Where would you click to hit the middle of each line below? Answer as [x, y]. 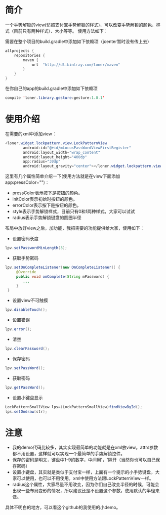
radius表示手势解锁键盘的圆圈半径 [47, 217]
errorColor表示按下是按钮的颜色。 [47, 205]
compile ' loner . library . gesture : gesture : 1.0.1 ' [55, 98]
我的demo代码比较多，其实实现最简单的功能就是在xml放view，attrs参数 [85, 447]
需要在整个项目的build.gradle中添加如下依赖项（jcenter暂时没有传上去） [78, 41]
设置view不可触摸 [30, 300]
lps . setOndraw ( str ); [26, 411]
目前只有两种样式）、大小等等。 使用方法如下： [61, 31]
